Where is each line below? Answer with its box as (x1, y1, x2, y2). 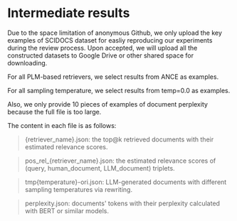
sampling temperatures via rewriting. (24, 185, 133, 193)
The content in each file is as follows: (7, 121, 117, 129)
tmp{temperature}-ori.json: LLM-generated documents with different (24, 178, 227, 186)
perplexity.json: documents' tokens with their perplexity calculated (24, 199, 221, 207)
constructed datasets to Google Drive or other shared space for (7, 51, 194, 60)
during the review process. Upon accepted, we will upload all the (7, 43, 198, 52)
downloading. (7, 58, 48, 67)
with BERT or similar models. (24, 206, 109, 215)
